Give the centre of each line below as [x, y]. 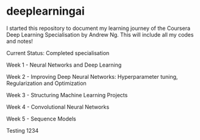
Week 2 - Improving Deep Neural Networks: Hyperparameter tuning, [92, 76]
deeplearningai [46, 11]
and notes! [20, 41]
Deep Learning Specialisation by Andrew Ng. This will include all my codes [100, 34]
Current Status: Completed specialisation [58, 53]
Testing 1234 [23, 130]
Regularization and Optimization [46, 83]
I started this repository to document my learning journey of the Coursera [98, 28]
